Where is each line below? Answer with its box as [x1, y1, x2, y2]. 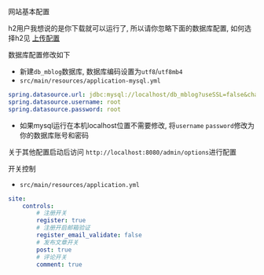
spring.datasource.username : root [8, 97, 122, 106]
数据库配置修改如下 [8, 50, 71, 59]
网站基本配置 [8, 7, 49, 16]
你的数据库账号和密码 [19, 130, 89, 140]
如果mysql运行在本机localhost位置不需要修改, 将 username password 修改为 [19, 120, 255, 130]
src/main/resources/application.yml [19, 181, 140, 189]
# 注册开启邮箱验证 [36, 224, 90, 232]
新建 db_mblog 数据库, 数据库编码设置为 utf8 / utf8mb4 [19, 67, 183, 76]
